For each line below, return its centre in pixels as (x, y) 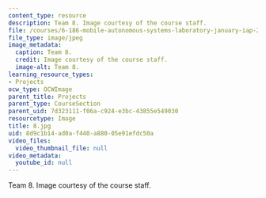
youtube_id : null (44, 163)
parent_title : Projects (47, 97)
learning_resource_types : (51, 74)
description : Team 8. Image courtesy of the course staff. (108, 23)
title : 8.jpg (30, 126)
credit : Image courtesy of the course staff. (92, 60)
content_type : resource (47, 15)
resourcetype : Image (42, 119)
